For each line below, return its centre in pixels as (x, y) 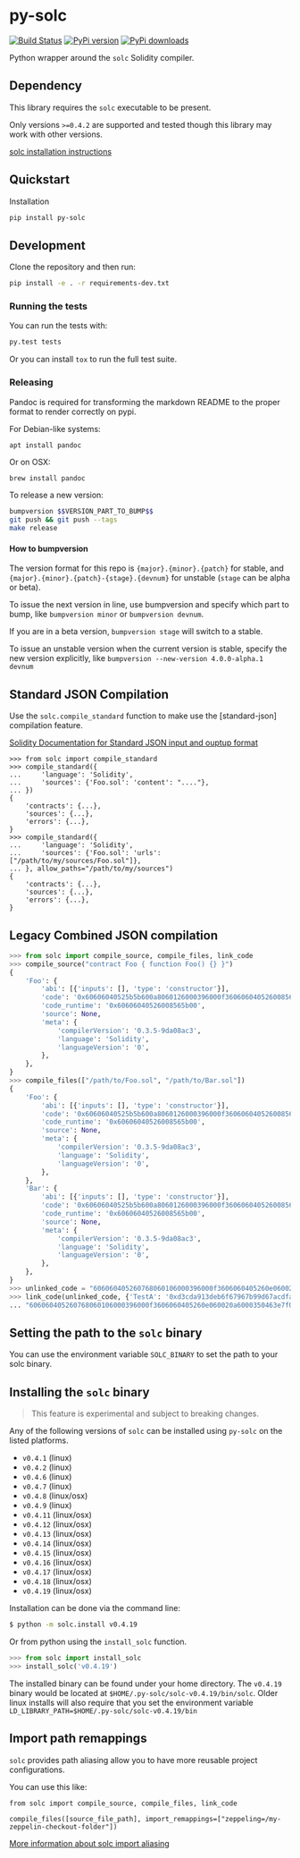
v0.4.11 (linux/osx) (57, 1515)
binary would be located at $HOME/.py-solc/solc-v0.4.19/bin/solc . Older (144, 1693)
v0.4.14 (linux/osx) (57, 1543)
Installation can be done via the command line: (95, 1608)
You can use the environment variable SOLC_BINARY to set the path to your (144, 1354)
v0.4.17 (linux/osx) (57, 1572)
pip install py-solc (48, 217)
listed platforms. (39, 1440)
